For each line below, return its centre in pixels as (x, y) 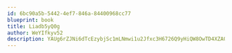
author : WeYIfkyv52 (35, 33)
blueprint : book (30, 20)
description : (26, 39)
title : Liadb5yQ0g (33, 26)
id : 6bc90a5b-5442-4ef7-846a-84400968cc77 (69, 13)
